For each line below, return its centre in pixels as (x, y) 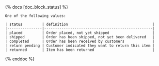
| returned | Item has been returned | (80, 50)
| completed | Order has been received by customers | (80, 41)
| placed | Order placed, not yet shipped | (80, 33)
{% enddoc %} (20, 59)
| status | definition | (80, 24)
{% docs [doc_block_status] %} (37, 7)
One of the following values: (36, 16)
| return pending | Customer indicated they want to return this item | (80, 46)
